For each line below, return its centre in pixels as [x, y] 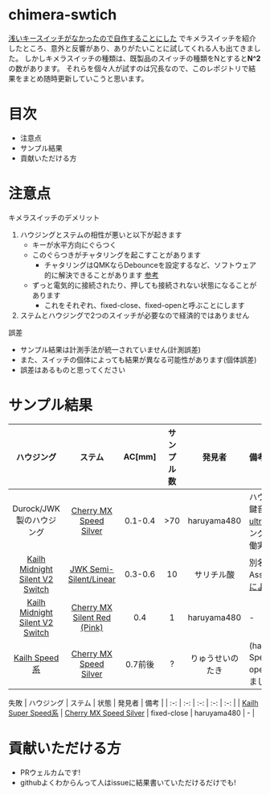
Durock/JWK [36, 508]
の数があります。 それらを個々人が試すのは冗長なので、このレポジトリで [129, 68]
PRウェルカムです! [50, 772]
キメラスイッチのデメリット [54, 217]
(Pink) [92, 627]
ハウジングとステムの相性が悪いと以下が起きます [101, 235]
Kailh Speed [36, 657]
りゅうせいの [215, 658]
